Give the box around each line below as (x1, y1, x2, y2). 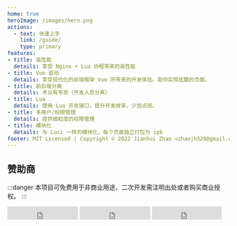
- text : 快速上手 (13, 30, 61, 37)
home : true (7, 10, 39, 18)
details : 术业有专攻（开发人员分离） (13, 89, 111, 96)
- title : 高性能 (7, 56, 52, 64)
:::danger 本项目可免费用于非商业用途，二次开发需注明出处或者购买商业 (7, 183, 214, 191)
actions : (7, 23, 33, 30)
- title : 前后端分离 (7, 83, 62, 90)
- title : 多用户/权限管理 (7, 109, 76, 116)
